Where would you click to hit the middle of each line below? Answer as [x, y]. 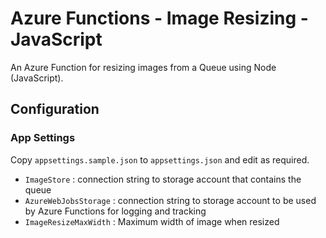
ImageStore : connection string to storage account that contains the [163, 179]
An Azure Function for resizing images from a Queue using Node [143, 67]
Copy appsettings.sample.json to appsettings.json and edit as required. [160, 159]
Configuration [55, 109]
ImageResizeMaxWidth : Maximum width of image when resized [152, 221]
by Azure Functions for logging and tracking [115, 211]
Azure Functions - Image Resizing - [159, 18]
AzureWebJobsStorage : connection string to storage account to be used [170, 200]
